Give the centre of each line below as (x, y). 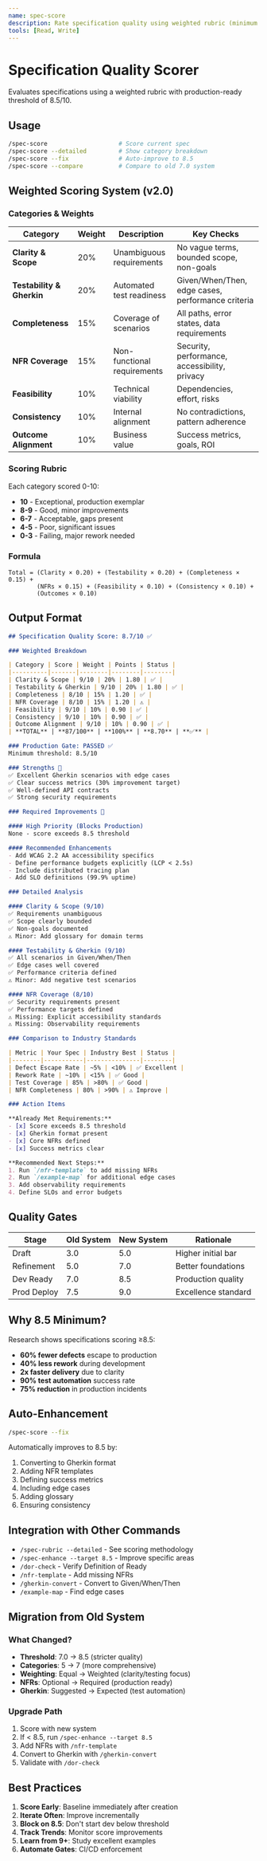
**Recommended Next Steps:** (56, 1163)
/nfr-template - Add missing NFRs (76, 1575)
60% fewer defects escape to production (88, 1355)
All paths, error (204, 313)
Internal (128, 412)
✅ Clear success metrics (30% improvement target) (95, 783)
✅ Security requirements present (64, 1002)
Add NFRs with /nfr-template (68, 1745)
